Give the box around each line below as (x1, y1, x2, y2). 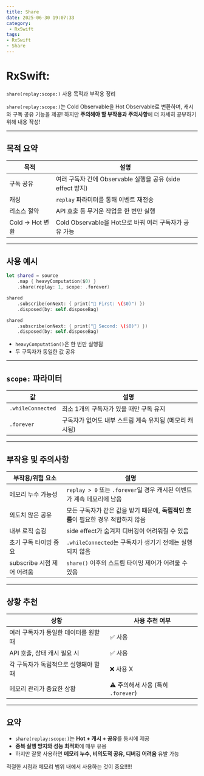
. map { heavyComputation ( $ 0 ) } (17, 278, 97, 285)
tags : (6, 32, 20, 38)
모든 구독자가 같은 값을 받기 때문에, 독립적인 (66, 506, 185, 514)
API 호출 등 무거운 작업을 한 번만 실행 (55, 206, 156, 215)
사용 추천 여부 (133, 616, 171, 624)
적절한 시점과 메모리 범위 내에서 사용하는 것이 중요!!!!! (6, 763, 132, 770)
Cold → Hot (9, 218, 42, 226)
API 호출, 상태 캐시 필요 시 (9, 649, 80, 657)
